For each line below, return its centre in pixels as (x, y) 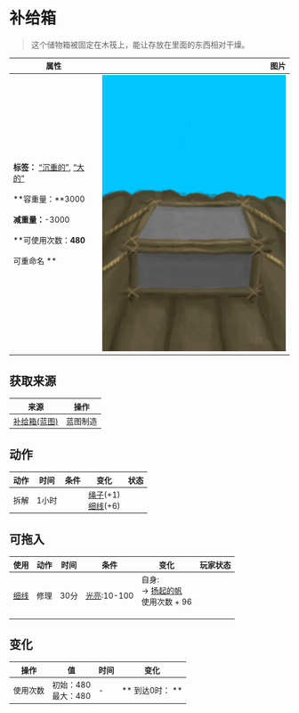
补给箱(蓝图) (36, 421)
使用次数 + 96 (167, 602)
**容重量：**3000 (49, 199)
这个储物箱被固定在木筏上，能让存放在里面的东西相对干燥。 (140, 45)
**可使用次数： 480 (49, 241)
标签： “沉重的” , (42, 168)
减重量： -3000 (41, 220)
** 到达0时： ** (152, 691)
